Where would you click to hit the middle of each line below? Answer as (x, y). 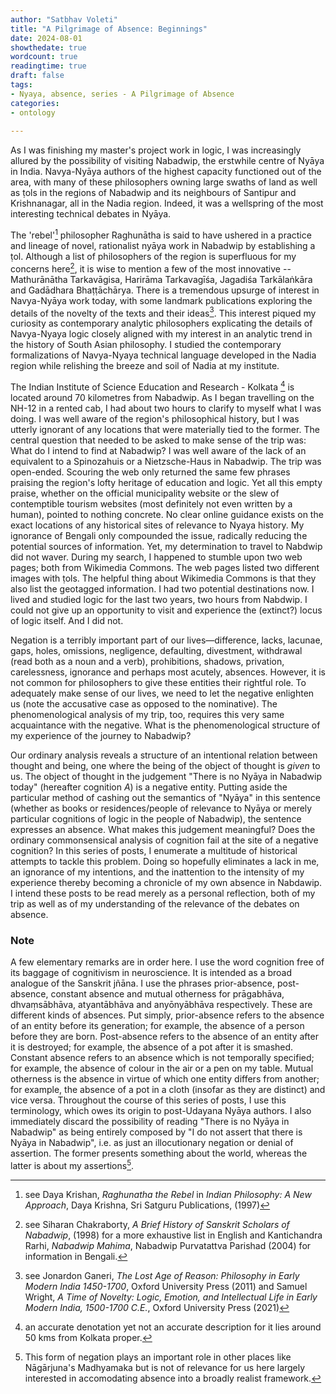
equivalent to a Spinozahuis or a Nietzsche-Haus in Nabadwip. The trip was (166, 461)
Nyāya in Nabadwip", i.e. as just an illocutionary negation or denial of (152, 1143)
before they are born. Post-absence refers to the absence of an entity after (164, 1037)
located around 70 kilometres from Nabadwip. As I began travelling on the (162, 397)
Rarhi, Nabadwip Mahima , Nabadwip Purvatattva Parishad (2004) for (168, 1245)
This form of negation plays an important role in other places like (158, 1357)
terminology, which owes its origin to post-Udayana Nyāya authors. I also (161, 1111)
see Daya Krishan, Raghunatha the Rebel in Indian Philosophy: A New (168, 1194)
